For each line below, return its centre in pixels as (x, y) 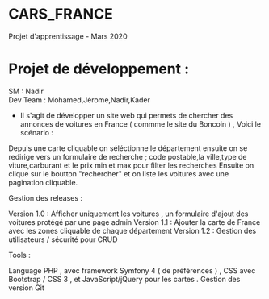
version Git (26, 288)
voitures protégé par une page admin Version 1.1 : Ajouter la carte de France (134, 222)
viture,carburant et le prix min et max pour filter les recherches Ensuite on (131, 165)
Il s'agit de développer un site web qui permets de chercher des (126, 115)
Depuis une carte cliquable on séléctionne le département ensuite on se (128, 148)
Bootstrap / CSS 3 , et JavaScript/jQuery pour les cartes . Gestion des (124, 279)
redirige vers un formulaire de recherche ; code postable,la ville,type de (128, 156)
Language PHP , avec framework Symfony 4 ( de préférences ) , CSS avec (132, 270)
